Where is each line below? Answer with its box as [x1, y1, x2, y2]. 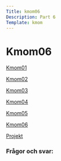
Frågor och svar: [6, 147, 54, 156]
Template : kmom [6, 19, 43, 25]
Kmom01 [6, 64, 27, 71]
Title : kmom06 [6, 8, 41, 15]
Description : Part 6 [6, 14, 56, 20]
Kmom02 [6, 76, 28, 83]
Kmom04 [6, 98, 28, 106]
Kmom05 [6, 110, 28, 117]
